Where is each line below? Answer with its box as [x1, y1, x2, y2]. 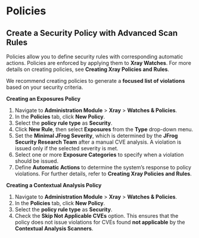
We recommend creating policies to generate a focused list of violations [6, 78, 185, 84]
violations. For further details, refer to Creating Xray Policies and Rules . [14, 170, 192, 177]
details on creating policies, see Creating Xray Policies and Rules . [6, 66, 170, 73]
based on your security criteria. [6, 84, 83, 91]
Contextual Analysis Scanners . [14, 225, 94, 232]
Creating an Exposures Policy [6, 95, 81, 102]
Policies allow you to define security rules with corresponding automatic [6, 53, 184, 60]
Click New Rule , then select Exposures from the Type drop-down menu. [14, 126, 194, 132]
